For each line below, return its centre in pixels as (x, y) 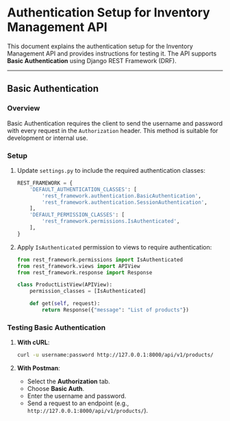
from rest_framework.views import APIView (78, 266)
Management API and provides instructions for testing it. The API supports (112, 53)
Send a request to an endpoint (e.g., (78, 403)
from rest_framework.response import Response (85, 272)
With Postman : (38, 368)
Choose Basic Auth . (56, 389)
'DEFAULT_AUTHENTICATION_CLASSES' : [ (84, 189)
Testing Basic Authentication (56, 327)
